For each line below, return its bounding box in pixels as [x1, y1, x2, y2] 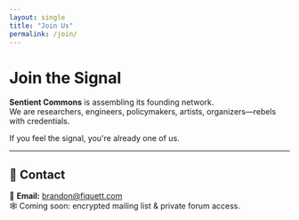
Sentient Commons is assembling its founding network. [9, 97, 214, 107]
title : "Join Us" [9, 21, 74, 30]
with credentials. [9, 116, 70, 127]
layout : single [9, 12, 66, 22]
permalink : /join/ [9, 29, 77, 38]
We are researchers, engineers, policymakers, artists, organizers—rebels [9, 106, 277, 117]
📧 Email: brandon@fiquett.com [9, 191, 123, 201]
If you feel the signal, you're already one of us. [9, 133, 180, 144]
